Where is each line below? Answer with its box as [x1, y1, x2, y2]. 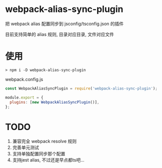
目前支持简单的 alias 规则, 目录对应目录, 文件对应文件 [5, 31, 114, 37]
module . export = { [5, 95, 43, 100]
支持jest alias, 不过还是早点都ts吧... [12, 157, 85, 163]
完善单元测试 [12, 144, 39, 150]
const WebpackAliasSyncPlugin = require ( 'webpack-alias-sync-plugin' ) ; [5, 86, 157, 91]
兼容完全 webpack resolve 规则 [12, 138, 76, 144]
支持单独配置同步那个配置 [12, 151, 65, 157]
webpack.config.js [5, 76, 43, 82]
